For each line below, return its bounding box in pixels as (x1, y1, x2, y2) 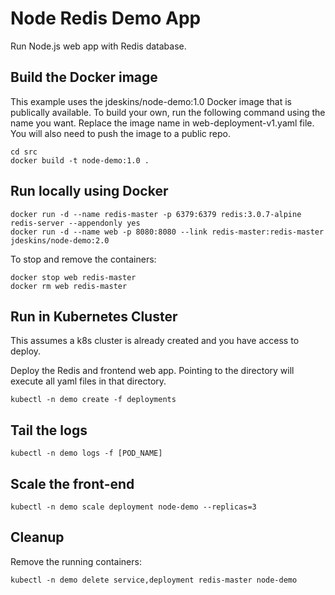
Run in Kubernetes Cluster (10, 308, 178, 325)
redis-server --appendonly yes (10, 218, 141, 228)
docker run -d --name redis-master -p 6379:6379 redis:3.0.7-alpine (10, 209, 302, 219)
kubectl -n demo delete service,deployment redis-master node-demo (10, 575, 298, 585)
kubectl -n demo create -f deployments (10, 395, 177, 405)
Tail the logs (10, 422, 88, 439)
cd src (10, 147, 38, 157)
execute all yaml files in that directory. (10, 375, 167, 387)
